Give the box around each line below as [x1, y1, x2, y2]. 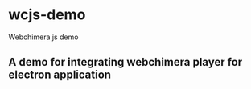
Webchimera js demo [8, 32, 79, 42]
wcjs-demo [8, 6, 86, 24]
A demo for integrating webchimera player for [8, 55, 243, 69]
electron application [8, 68, 111, 82]
